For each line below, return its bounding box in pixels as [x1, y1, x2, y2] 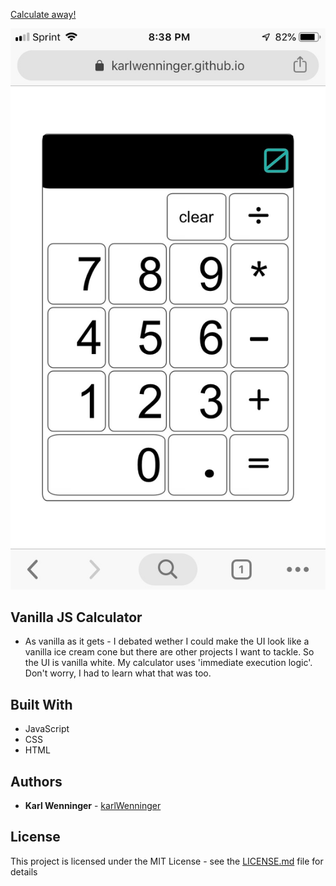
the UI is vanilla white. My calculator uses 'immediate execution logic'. [24, 657, 313, 669]
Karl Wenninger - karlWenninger [24, 799, 162, 811]
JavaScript [24, 723, 70, 735]
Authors [10, 773, 63, 790]
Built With [10, 696, 73, 713]
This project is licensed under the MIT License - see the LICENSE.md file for [10, 855, 324, 867]
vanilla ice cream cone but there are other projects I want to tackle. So [24, 646, 315, 658]
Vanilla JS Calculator [10, 609, 143, 626]
